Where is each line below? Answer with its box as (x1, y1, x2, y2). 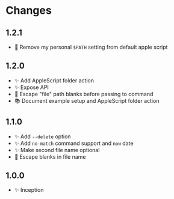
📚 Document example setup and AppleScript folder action (14, 97, 160, 104)
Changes (5, 4, 52, 17)
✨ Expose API (14, 84, 49, 91)
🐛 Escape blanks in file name (14, 153, 86, 160)
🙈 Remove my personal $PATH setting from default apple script (14, 43, 168, 51)
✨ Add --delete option (14, 133, 71, 140)
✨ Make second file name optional (14, 146, 100, 153)
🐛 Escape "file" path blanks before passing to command (14, 90, 154, 97)
